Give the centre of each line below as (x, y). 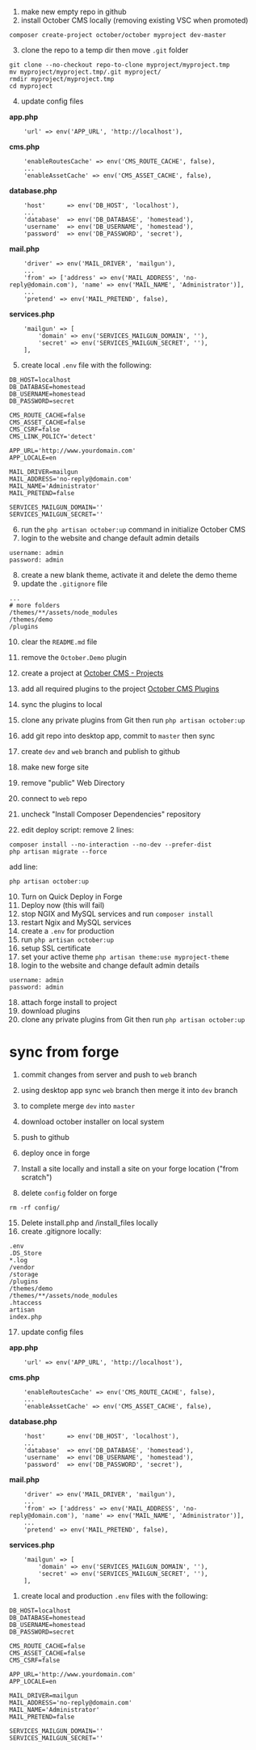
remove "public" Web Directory (73, 783)
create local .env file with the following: (86, 365)
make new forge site (55, 767)
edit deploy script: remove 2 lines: (77, 830)
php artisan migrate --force (58, 852)
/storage (24, 1274)
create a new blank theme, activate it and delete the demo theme (129, 575)
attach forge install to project (69, 1002)
